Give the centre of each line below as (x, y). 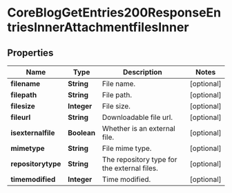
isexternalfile (33, 133)
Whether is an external (139, 129)
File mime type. (127, 148)
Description (143, 72)
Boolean (81, 133)
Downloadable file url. (137, 117)
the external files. (130, 168)
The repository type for (139, 160)
